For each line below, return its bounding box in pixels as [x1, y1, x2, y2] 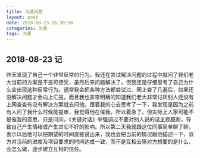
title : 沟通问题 [6, 8, 43, 15]
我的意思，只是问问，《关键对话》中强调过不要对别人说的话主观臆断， [16, 115, 186, 122]
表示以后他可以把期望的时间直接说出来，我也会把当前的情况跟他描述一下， [6, 130, 189, 137]
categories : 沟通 [6, 25, 48, 31]
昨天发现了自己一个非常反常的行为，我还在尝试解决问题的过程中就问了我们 [6, 71, 189, 78]
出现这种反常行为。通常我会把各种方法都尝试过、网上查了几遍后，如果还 [16, 86, 194, 93]
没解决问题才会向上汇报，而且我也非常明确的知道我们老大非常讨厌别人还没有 [6, 93, 194, 100]
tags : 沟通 [6, 31, 32, 37]
